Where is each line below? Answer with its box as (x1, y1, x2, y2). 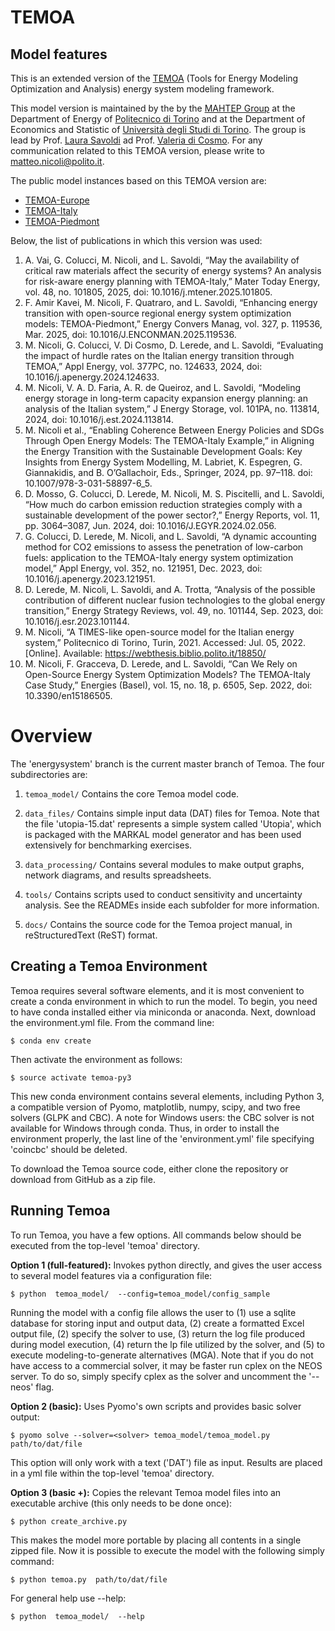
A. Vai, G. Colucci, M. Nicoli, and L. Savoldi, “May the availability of (24, 254, 300, 266)
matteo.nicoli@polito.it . (10, 156, 105, 167)
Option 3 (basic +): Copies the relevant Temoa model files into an (10, 1486, 282, 1498)
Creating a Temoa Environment (10, 958, 208, 975)
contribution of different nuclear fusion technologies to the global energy (24, 594, 326, 606)
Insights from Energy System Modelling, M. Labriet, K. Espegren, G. (24, 456, 303, 468)
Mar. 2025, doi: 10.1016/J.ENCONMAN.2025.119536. (24, 329, 237, 340)
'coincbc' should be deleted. (10, 1143, 128, 1155)
